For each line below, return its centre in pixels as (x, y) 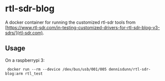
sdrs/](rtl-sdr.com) (24, 33)
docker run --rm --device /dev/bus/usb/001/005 (57, 69)
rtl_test (34, 74)
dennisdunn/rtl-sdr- (130, 69)
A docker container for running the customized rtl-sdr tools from (70, 22)
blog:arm (14, 74)
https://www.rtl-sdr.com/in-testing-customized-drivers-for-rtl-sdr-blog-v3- (83, 27)
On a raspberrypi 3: (25, 60)
